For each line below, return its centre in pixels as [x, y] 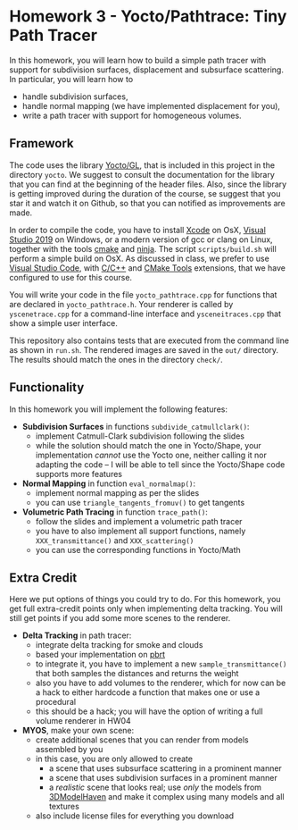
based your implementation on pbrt [100, 655]
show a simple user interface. [63, 323]
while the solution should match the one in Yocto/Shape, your [148, 445]
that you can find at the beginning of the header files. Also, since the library [148, 184]
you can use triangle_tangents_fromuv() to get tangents [140, 502]
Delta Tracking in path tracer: [77, 635]
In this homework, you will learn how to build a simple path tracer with [137, 60]
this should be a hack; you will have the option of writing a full [149, 711]
